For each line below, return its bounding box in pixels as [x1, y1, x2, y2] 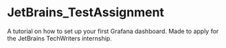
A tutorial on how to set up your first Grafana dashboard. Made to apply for [7, 27, 219, 35]
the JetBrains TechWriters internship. [7, 34, 112, 42]
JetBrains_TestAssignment [7, 5, 165, 20]
